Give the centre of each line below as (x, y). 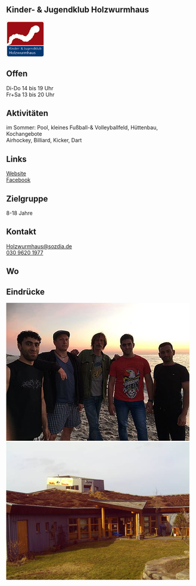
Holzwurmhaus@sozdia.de (39, 246)
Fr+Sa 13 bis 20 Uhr (30, 94)
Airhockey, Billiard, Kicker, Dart (44, 141)
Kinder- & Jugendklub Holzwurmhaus (78, 10)
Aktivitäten (27, 113)
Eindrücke (25, 292)
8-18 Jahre (19, 213)
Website (16, 173)
